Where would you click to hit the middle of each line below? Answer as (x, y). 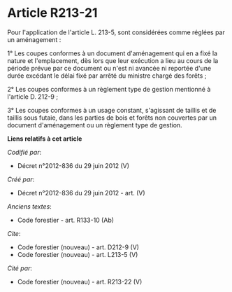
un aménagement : (34, 39)
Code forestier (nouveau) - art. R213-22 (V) (80, 281)
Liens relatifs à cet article (45, 139)
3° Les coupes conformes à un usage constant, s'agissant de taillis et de (112, 110)
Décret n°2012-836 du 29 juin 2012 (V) (73, 165)
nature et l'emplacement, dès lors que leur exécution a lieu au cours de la (113, 60)
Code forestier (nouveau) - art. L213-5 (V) (78, 254)
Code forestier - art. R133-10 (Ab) (65, 220)
